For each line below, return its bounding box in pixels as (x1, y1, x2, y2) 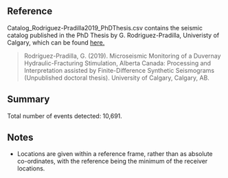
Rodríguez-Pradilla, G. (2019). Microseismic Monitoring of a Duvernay (23, 52, 221, 60)
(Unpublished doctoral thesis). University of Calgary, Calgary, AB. (23, 74, 209, 82)
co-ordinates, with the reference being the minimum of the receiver (16, 157, 208, 166)
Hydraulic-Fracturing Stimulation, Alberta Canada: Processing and (23, 58, 212, 67)
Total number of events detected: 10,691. (7, 111, 122, 120)
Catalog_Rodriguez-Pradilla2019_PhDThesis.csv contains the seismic (7, 23, 203, 32)
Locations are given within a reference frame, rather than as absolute (16, 150, 213, 158)
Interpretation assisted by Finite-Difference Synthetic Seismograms (23, 66, 215, 74)
